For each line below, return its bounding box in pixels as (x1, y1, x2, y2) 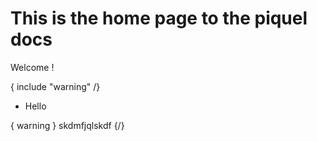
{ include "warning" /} (10, 80, 101, 92)
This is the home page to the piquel (10, 7, 308, 30)
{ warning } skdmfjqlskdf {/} (10, 119, 125, 131)
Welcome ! (10, 61, 55, 73)
